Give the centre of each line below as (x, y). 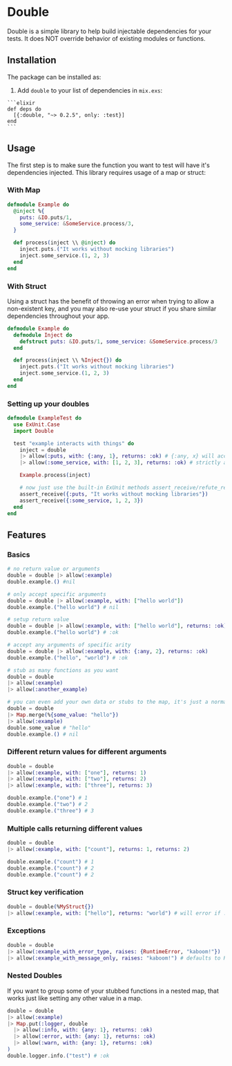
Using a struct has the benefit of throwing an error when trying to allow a (111, 301)
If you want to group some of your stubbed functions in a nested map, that (113, 991)
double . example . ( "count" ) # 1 (51, 861)
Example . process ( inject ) (55, 475)
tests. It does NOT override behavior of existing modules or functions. (106, 38)
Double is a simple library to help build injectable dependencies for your (109, 31)
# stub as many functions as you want (63, 670)
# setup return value (38, 619)
